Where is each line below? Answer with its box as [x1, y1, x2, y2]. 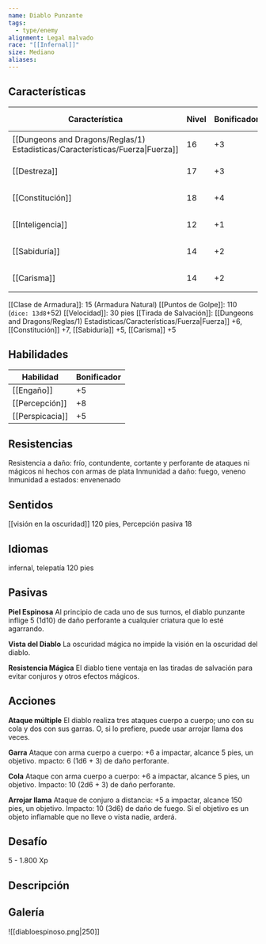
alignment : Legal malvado [8, 33, 93, 42]
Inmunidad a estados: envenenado [8, 475, 121, 485]
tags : [8, 19, 26, 27]
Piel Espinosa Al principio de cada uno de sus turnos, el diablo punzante [8, 607, 245, 616]
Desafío [8, 835, 47, 848]
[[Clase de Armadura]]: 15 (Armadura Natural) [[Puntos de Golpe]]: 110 [8, 299, 237, 309]
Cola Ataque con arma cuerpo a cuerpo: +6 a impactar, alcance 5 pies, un [8, 771, 250, 781]
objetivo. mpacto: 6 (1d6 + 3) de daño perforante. [8, 756, 169, 765]
